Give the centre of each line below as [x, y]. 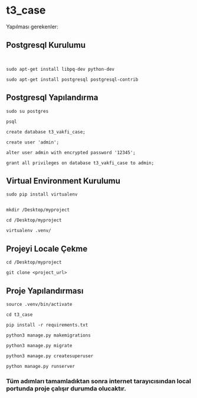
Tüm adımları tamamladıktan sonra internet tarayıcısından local [99, 381]
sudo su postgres [27, 111]
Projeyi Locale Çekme [47, 249]
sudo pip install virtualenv [42, 195]
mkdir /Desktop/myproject [38, 210]
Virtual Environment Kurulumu [63, 181]
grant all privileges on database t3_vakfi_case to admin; [80, 163]
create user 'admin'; [33, 142]
